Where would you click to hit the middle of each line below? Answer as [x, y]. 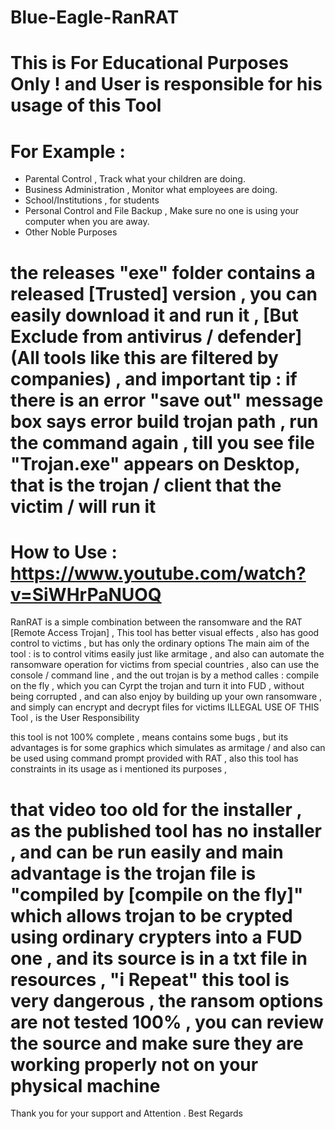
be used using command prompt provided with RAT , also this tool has [154, 758]
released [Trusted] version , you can [164, 293]
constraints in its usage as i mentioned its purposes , [119, 769]
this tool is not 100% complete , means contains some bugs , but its [149, 737]
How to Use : [64, 552]
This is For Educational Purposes [149, 63]
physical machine [85, 1085]
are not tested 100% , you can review [167, 1022]
